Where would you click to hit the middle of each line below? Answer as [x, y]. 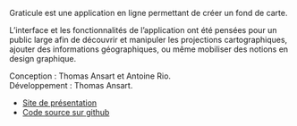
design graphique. [43, 59]
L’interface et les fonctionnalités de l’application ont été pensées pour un [143, 30]
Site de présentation [59, 103]
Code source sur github [66, 112]
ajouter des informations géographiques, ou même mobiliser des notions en [149, 49]
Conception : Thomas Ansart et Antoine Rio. [90, 76]
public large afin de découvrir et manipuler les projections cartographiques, [148, 40]
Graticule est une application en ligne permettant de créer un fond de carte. [148, 13]
